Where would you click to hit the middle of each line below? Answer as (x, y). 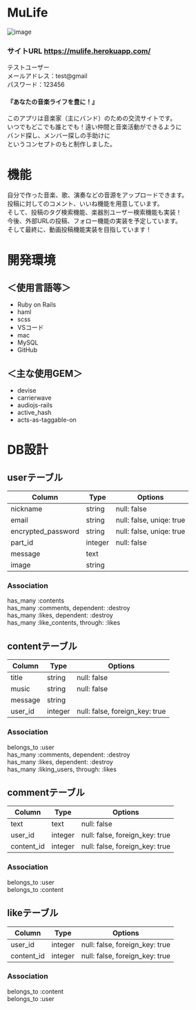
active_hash (34, 413)
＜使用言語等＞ (39, 288)
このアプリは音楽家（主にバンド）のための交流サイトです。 (92, 118)
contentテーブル (42, 646)
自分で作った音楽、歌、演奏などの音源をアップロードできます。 (98, 195)
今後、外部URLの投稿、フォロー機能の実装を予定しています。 (94, 221)
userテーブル (35, 477)
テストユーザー (28, 68)
